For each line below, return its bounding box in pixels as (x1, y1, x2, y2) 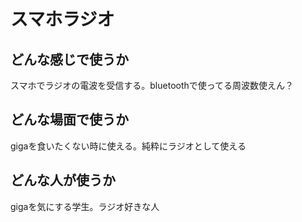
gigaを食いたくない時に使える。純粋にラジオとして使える (10, 140, 247, 152)
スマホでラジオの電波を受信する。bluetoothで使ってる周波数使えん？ (10, 80, 295, 91)
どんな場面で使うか (10, 111, 129, 129)
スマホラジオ (10, 8, 115, 31)
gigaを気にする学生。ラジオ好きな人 (10, 200, 160, 212)
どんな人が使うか (10, 172, 116, 189)
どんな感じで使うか (10, 51, 129, 68)
